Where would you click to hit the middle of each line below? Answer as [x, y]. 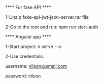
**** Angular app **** [28, 37]
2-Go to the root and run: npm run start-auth [52, 27]
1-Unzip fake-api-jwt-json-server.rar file [47, 17]
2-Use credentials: [25, 56]
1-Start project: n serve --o [33, 47]
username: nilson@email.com [36, 66]
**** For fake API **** [28, 7]
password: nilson [23, 76]
